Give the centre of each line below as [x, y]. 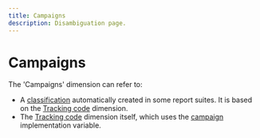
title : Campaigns [37, 16]
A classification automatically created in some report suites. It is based [136, 100]
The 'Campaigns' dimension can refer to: [75, 85]
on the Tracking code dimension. [74, 108]
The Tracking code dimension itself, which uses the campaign [122, 117]
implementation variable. [60, 125]
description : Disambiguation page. [67, 23]
